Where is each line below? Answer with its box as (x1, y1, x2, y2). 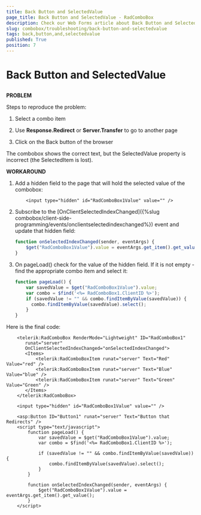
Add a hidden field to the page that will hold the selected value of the (14, 179, 185, 187)
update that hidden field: (14, 227, 76, 235)
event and (154, 221, 179, 228)
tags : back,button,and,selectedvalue (6, 31, 100, 37)
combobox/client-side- (14, 214, 72, 222)
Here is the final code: (6, 324, 61, 331)
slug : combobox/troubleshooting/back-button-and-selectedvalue (6, 25, 167, 32)
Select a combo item (14, 115, 66, 122)
